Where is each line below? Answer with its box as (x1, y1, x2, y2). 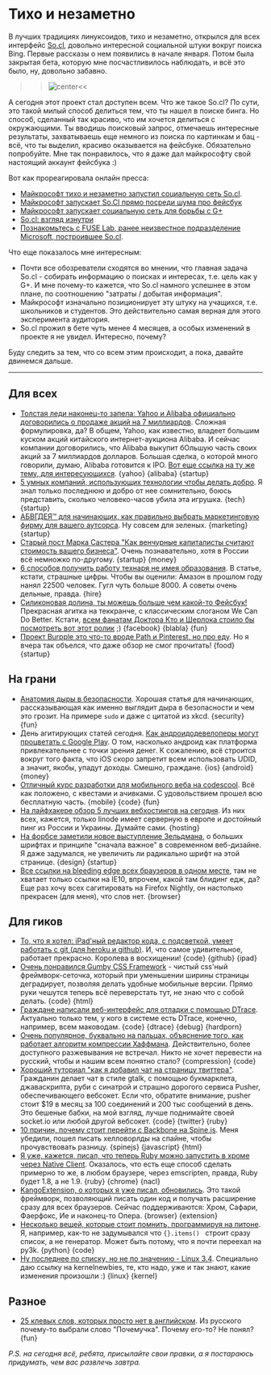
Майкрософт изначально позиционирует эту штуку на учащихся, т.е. (19, 297, 258, 307)
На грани (8, 673, 56, 686)
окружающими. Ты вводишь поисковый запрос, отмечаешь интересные (8, 123, 260, 133)
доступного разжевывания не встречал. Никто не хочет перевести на (19, 1048, 262, 1057)
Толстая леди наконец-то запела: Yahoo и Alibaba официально (19, 408, 236, 418)
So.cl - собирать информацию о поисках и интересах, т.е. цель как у (19, 272, 258, 281)
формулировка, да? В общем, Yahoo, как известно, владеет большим (19, 425, 260, 435)
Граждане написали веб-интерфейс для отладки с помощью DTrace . (19, 1005, 258, 1014)
